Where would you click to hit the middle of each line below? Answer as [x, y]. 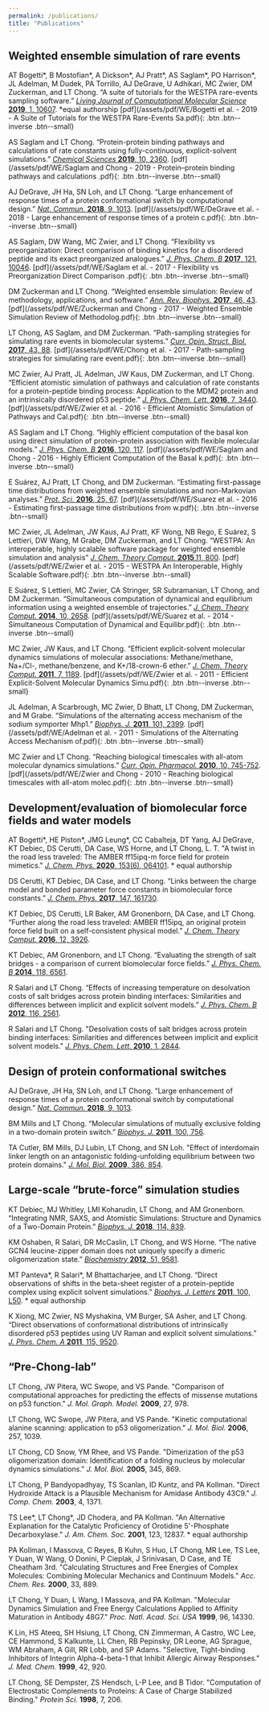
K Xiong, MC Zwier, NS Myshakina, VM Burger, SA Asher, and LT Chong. [128, 1316]
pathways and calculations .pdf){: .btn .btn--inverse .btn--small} [114, 176]
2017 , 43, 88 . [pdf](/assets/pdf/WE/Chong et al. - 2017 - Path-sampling [126, 350]
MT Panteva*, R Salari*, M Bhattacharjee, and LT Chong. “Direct [113, 1275]
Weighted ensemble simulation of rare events [124, 56]
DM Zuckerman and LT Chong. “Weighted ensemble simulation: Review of [130, 291]
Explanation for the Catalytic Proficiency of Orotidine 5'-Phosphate [119, 1525]
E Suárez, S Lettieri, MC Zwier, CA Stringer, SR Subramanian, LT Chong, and [134, 590]
